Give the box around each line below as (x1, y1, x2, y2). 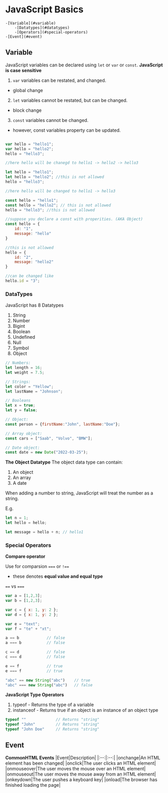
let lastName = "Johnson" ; (5, 389, 63, 394)
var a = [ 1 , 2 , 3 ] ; (5, 593, 43, 598)
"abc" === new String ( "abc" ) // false (5, 682, 93, 688)
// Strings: (5, 379, 31, 384)
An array (12, 474, 31, 481)
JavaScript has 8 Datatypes (5, 302, 64, 308)
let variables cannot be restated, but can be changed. (12, 97, 128, 103)
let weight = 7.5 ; (5, 369, 45, 375)
